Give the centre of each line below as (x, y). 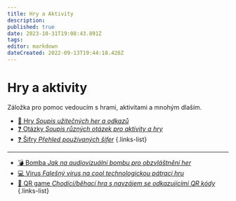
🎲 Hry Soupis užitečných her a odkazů (73, 121)
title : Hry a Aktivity (40, 14)
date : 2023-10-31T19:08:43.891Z (54, 33)
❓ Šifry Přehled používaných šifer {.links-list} (82, 139)
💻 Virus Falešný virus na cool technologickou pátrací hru (101, 173)
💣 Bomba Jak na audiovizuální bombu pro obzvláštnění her (104, 162)
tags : (15, 40)
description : (26, 20)
